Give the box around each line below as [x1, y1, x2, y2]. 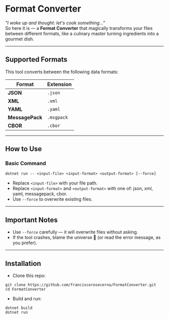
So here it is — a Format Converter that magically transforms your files [5, 25, 153, 31]
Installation [5, 259, 41, 268]
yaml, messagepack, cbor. [12, 191, 67, 197]
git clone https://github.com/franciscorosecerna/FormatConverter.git [5, 283, 156, 288]
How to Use [5, 145, 42, 153]
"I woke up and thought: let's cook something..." [5, 20, 106, 26]
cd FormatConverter [5, 287, 46, 292]
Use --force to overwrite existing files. [12, 196, 93, 202]
